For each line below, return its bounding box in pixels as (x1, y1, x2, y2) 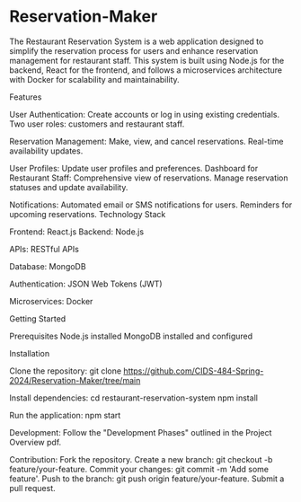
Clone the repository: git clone (9, 365, 122, 376)
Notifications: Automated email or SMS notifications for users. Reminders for (9, 199, 293, 210)
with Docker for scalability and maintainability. (9, 74, 180, 84)
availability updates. (9, 145, 84, 156)
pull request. (9, 482, 56, 493)
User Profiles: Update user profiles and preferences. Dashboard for (9, 163, 259, 173)
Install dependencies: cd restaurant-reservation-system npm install (9, 392, 259, 403)
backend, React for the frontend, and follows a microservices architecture (9, 65, 283, 75)
